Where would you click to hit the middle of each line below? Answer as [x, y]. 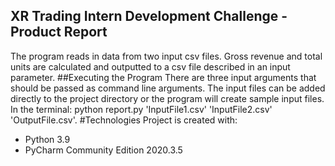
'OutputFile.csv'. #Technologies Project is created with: [124, 120]
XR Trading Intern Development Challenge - [149, 16]
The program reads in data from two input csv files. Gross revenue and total [166, 56]
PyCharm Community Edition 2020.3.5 [103, 150]
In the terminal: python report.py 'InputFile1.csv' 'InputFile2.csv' [141, 109]
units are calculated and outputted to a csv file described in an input [150, 66]
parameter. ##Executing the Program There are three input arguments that [163, 77]
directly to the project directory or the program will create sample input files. [167, 98]
